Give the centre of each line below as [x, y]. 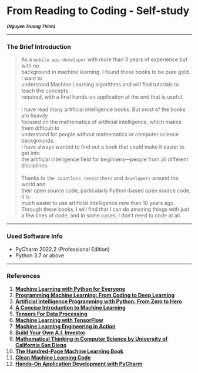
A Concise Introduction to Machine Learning [70, 307]
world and [33, 184]
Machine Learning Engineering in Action [65, 326]
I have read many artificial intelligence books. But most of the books [103, 109]
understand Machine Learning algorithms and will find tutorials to [100, 85]
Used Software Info [35, 236]
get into [30, 153]
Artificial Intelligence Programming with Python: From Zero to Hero [99, 301]
